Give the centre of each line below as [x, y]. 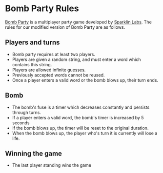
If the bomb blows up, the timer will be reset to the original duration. [80, 128]
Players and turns [32, 43]
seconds [21, 123]
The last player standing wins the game [52, 165]
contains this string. [32, 64]
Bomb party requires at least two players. [54, 54]
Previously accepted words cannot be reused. [58, 75]
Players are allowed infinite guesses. [49, 70]
